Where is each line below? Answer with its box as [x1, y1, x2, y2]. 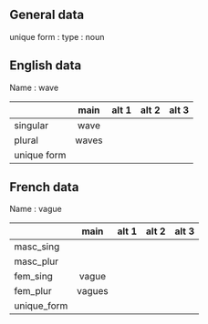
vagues [77, 285, 109, 298]
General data [9, 7, 85, 23]
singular [14, 118, 48, 131]
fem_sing [14, 270, 53, 283]
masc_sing [14, 240, 60, 253]
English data [9, 58, 82, 74]
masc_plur [14, 255, 59, 268]
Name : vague [9, 204, 62, 215]
